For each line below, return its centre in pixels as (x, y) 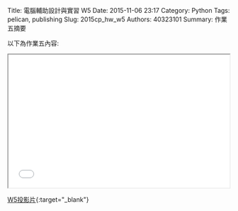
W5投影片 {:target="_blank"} (48, 200)
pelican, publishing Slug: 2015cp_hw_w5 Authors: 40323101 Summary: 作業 (118, 19)
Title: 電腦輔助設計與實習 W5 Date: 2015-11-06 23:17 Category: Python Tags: (119, 10)
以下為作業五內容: (33, 43)
